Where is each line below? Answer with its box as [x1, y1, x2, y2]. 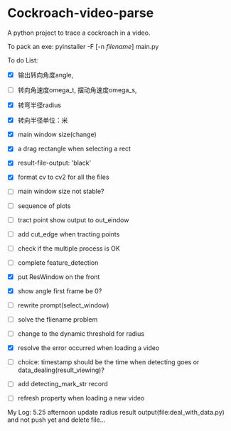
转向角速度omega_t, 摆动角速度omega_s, [17, 86, 137, 94]
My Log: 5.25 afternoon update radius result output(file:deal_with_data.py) [7, 408, 225, 417]
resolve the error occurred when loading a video [17, 344, 160, 352]
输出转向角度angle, [17, 70, 74, 79]
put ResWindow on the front [17, 272, 100, 281]
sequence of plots [17, 201, 71, 210]
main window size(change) [17, 130, 97, 139]
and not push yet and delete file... [7, 415, 106, 424]
